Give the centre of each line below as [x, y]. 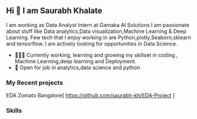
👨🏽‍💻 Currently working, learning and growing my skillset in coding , [96, 55]
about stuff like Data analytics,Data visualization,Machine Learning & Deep [96, 31]
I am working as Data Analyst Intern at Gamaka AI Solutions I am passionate [98, 25]
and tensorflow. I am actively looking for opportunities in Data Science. [92, 43]
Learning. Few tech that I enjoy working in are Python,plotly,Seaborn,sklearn [98, 37]
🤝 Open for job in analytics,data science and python [77, 67]
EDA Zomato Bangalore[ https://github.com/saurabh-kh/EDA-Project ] [91, 96]
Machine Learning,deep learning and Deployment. [75, 61]
